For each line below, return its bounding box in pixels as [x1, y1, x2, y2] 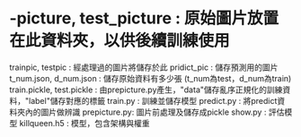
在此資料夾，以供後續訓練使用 [9, 30, 231, 51]
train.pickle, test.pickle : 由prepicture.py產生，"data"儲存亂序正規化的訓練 [9, 84, 283, 95]
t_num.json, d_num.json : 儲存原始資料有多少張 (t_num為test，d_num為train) [9, 73, 292, 83]
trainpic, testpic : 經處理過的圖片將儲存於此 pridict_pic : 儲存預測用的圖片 [9, 62, 279, 73]
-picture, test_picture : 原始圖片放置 [9, 8, 279, 29]
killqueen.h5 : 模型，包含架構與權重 [19, 117, 150, 128]
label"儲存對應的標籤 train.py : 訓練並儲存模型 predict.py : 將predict [28, 95, 278, 106]
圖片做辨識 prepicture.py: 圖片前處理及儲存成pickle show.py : [40, 107, 267, 117]
